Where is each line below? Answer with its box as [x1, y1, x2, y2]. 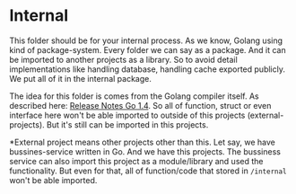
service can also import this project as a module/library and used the [9, 155, 264, 166]
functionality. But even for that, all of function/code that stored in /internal [9, 165, 287, 176]
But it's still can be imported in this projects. [46, 119, 209, 130]
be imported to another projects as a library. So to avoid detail [9, 54, 238, 65]
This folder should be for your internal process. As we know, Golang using [9, 35, 283, 46]
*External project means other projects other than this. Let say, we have [9, 137, 275, 147]
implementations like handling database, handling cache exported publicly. [9, 64, 285, 75]
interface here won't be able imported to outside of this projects [9, 110, 246, 120]
